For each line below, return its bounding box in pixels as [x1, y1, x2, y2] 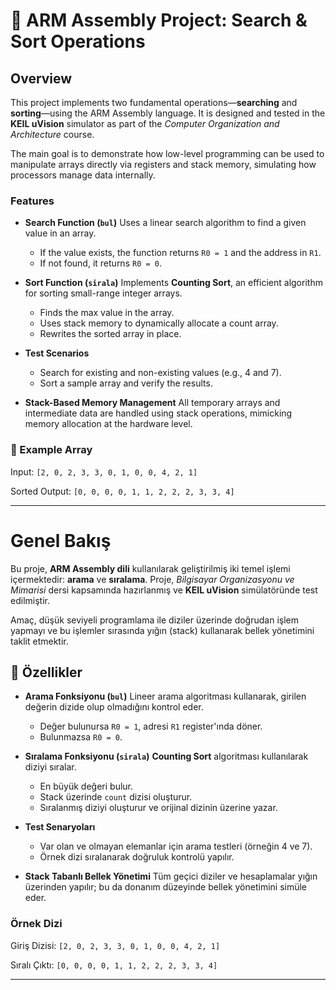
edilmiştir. [10, 594, 50, 606]
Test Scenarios [24, 347, 90, 359]
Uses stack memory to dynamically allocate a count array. [39, 317, 279, 329]
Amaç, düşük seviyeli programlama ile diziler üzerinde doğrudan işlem [10, 614, 299, 626]
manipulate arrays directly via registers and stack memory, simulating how [10, 159, 317, 170]
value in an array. [24, 227, 97, 239]
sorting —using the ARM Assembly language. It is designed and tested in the [10, 107, 326, 119]
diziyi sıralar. [24, 761, 77, 773]
